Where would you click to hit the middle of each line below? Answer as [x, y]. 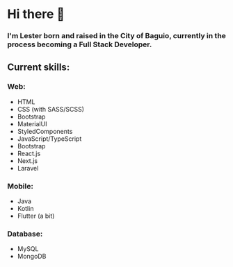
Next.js [27, 161]
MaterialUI [32, 123]
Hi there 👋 [36, 14]
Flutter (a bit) [36, 216]
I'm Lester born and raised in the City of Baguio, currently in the [116, 36]
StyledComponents [45, 131]
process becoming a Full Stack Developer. [80, 44]
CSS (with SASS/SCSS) [51, 109]
